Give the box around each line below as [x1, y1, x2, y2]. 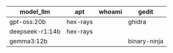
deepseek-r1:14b [9, 27, 61, 35]
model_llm [19, 8, 50, 15]
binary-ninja [128, 37, 164, 45]
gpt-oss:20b [9, 18, 46, 26]
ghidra [128, 18, 146, 26]
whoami [98, 8, 122, 15]
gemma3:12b [9, 37, 48, 45]
